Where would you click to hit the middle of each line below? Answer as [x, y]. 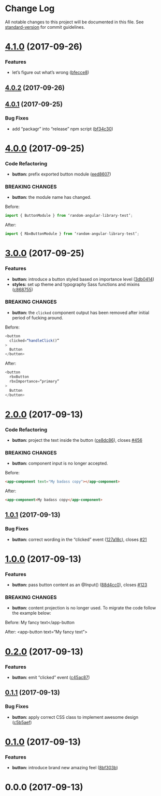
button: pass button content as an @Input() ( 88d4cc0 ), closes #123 [80, 585]
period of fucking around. [37, 318]
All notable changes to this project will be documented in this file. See [74, 22]
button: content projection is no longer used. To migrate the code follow [84, 608]
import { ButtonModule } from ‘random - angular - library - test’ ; [69, 216]
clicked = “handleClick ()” [34, 341]
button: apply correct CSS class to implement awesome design [75, 717]
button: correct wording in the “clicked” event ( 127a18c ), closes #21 [79, 539]
